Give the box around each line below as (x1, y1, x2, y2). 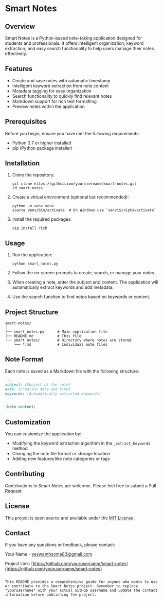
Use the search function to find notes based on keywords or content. (12, 294, 151, 300)
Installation (5, 159, 40, 168)
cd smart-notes (12, 186, 43, 191)
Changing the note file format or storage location (12, 450, 110, 456)
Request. (5, 488, 23, 494)
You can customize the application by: (5, 431, 82, 437)
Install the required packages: (12, 216, 72, 222)
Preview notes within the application (12, 103, 85, 109)
